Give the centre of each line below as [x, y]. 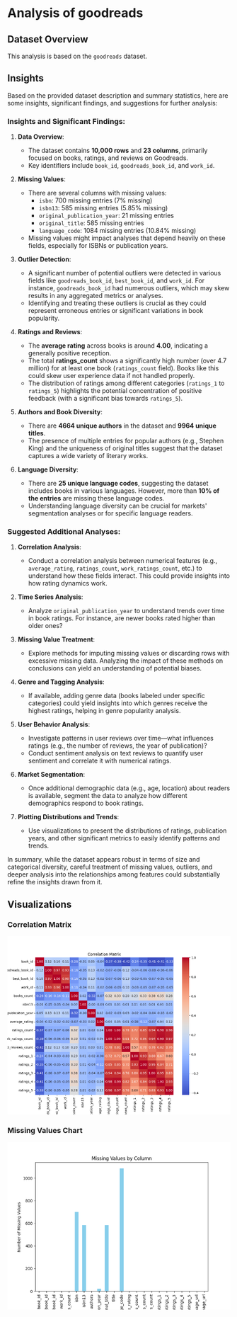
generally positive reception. [70, 353]
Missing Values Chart [45, 1131]
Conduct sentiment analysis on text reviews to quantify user [116, 753]
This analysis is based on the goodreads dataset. [77, 56]
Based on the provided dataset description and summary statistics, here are [118, 95]
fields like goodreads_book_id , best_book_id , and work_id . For [116, 280]
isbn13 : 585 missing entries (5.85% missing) [103, 208]
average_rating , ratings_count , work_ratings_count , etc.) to [115, 569]
